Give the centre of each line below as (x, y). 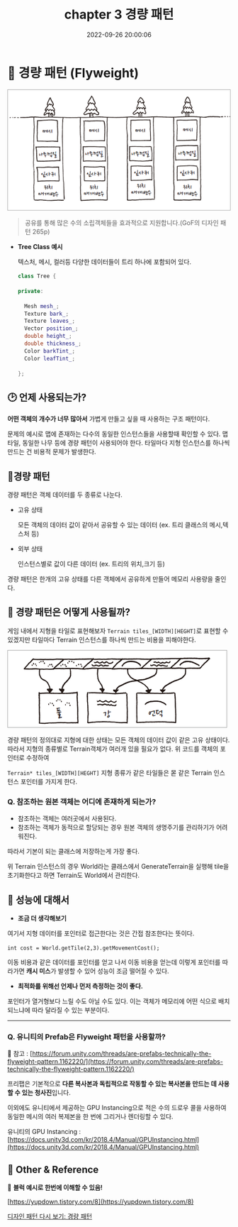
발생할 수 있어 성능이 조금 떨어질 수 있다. (113, 971)
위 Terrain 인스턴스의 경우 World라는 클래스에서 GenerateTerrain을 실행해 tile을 (118, 866)
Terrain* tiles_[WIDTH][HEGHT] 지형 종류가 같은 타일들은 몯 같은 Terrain (110, 772)
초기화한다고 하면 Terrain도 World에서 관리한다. (74, 875)
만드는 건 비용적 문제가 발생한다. (52, 452)
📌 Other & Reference (53, 1169)
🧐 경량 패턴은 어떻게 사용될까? (69, 612)
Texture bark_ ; (47, 314)
